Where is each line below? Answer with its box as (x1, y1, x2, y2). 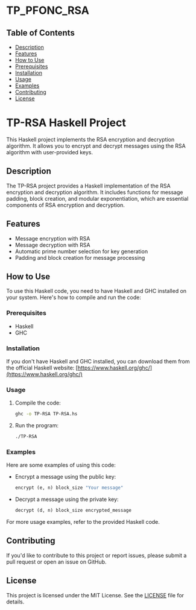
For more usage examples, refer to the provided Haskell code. (6, 518, 160, 526)
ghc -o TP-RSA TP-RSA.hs (14, 411, 78, 417)
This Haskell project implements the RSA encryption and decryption (6, 136, 175, 143)
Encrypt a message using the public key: (14, 473, 116, 480)
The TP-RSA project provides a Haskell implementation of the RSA (6, 182, 171, 189)
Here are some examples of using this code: (6, 462, 116, 469)
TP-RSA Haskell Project (6, 116, 127, 130)
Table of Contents (6, 28, 75, 38)
